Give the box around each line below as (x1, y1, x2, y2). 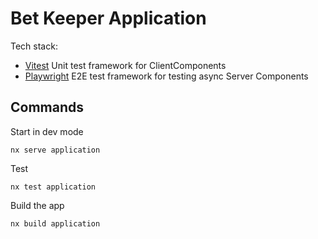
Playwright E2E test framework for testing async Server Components (24, 70, 309, 82)
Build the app (10, 199, 65, 211)
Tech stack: (10, 40, 58, 52)
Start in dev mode (10, 125, 84, 137)
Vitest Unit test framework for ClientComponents (24, 59, 227, 71)
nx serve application (10, 145, 101, 155)
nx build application (10, 218, 101, 229)
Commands (10, 99, 85, 116)
